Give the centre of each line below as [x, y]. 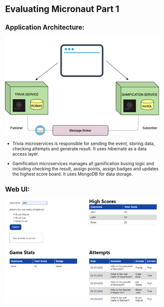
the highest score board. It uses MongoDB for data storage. [72, 174]
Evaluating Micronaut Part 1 [62, 9]
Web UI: [17, 189]
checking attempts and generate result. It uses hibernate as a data [79, 149]
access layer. [26, 154]
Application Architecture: [45, 27]
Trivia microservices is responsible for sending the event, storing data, [83, 143]
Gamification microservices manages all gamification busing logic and [83, 164]
